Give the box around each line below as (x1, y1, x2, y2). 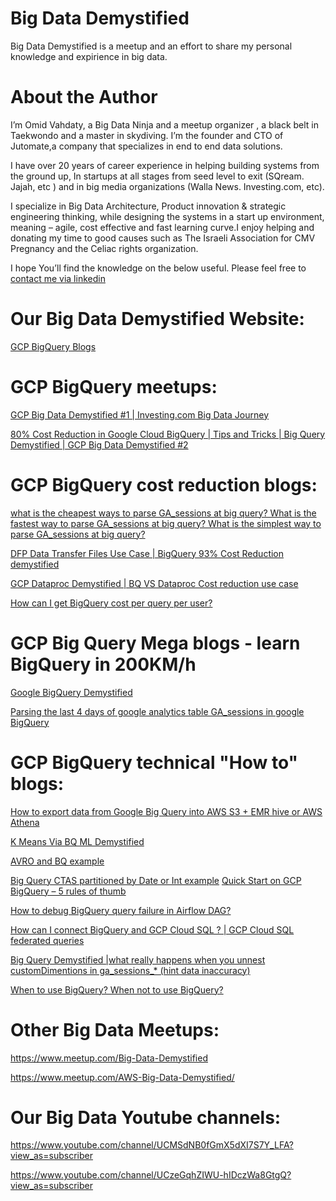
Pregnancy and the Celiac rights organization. (10, 242, 199, 254)
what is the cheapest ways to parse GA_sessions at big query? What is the (10, 507, 317, 519)
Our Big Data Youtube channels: (10, 1106, 282, 1129)
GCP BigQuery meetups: (10, 376, 218, 398)
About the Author (10, 86, 158, 109)
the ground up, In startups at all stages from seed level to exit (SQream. (10, 170, 305, 182)
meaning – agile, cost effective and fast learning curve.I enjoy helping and (10, 221, 315, 233)
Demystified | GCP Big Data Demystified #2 (10, 438, 189, 451)
